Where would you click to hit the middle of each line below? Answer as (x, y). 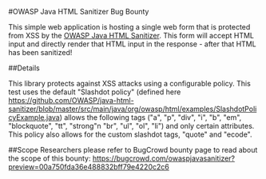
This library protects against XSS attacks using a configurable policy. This (130, 84)
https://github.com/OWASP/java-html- (71, 100)
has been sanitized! (40, 52)
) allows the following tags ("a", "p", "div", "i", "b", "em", (151, 117)
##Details (24, 68)
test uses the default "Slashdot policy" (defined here (95, 92)
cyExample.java (34, 117)
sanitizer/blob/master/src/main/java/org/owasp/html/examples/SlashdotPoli (133, 109)
